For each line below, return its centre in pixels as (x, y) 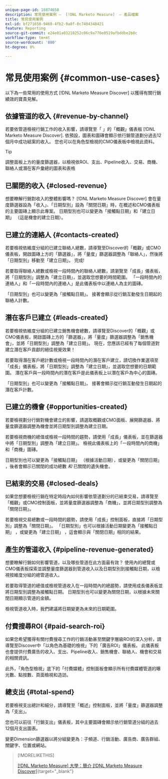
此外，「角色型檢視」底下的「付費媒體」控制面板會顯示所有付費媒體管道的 (81, 669)
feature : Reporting (25, 29)
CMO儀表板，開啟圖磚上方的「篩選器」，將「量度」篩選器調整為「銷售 (77, 337)
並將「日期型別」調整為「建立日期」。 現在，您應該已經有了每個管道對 (88, 343)
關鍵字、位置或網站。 (27, 745)
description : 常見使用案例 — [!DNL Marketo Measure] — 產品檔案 (72, 15)
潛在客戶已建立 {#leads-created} (57, 318)
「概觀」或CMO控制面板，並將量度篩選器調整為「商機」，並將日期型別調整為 (84, 503)
